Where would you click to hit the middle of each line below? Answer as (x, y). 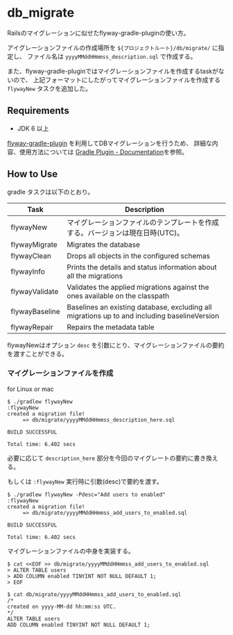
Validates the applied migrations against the (138, 287)
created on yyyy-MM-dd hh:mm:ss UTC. (62, 607)
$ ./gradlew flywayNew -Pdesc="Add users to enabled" (87, 495)
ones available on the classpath (118, 295)
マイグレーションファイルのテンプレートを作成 (143, 222)
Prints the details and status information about (142, 267)
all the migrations (95, 276)
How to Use (33, 174)
